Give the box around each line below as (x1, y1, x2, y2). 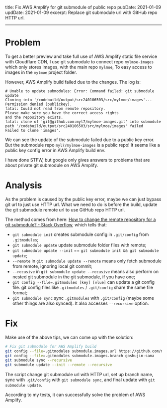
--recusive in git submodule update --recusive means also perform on (12, 268, 159, 274)
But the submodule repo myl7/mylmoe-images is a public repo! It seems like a (5, 142, 160, 148)
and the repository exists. (5, 115, 64, 120)
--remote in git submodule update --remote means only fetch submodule (12, 258, 162, 264)
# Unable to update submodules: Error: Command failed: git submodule (5, 88, 155, 94)
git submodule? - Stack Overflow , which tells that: (5, 221, 107, 227)
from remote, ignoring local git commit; (12, 263, 93, 269)
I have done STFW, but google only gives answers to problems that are (5, 157, 150, 163)
